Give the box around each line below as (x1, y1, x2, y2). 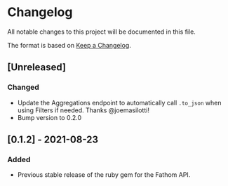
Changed (7, 82, 40, 92)
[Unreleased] (7, 61, 67, 74)
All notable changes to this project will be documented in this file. (7, 27, 196, 36)
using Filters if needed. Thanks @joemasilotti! (17, 106, 149, 114)
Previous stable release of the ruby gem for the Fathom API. (17, 171, 191, 179)
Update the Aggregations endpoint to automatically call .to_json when (17, 98, 222, 107)
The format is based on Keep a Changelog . (7, 41, 131, 49)
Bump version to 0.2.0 (17, 113, 82, 121)
